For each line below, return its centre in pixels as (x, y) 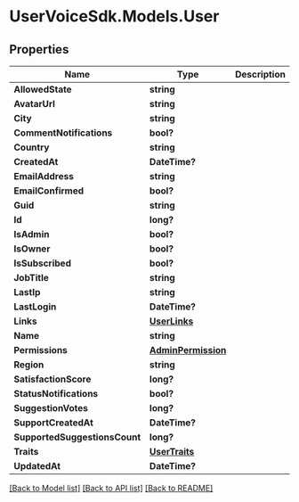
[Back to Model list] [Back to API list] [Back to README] (111, 488)
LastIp (27, 292)
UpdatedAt (37, 466)
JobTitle (31, 278)
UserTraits (172, 452)
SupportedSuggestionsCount (77, 437)
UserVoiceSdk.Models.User (114, 16)
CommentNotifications (63, 133)
